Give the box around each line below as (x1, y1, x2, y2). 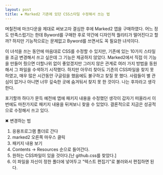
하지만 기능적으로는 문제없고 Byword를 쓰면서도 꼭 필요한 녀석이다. (12, 38, 140, 44)
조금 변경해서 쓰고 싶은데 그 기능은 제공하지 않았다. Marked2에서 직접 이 (10, 54, 148, 60)
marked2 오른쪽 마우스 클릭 (12, 134, 65, 140)
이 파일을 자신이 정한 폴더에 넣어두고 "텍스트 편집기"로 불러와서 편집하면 (12, 158, 149, 164)
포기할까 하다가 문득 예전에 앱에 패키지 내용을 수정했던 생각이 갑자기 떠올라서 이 (5, 95, 156, 101)
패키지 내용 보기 (12, 140, 42, 146)
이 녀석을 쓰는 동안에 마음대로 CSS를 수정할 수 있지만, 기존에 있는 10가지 (5, 48, 143, 54)
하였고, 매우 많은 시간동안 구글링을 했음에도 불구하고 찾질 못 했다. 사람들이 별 (5, 73, 151, 78)
